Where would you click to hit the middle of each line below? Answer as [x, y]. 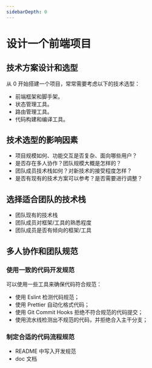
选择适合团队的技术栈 [46, 199]
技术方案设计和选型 [42, 68]
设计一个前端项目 [49, 44]
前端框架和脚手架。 [39, 96]
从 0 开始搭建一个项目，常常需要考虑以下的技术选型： [73, 84]
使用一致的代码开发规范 [40, 270]
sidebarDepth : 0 [27, 12]
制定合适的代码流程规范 [40, 337]
